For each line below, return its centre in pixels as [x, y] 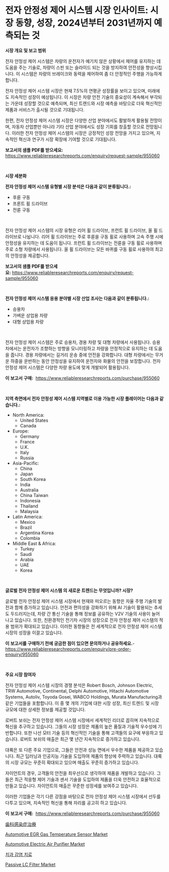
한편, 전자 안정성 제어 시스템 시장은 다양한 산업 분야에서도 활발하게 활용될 [77, 120]
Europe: [21, 431]
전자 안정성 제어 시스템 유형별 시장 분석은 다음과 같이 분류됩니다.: [68, 186]
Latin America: [27, 517]
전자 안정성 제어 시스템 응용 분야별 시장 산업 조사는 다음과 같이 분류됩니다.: [77, 298]
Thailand [29, 506]
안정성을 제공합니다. [30, 256]
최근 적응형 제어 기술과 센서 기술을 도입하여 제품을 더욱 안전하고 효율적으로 [88, 779]
